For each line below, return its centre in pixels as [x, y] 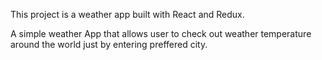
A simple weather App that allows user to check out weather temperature [161, 33]
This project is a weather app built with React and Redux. [127, 14]
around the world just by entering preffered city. [109, 44]
